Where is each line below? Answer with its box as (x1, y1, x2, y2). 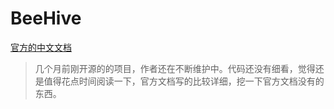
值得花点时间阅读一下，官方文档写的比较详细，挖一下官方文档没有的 (43, 75, 325, 87)
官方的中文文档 (10, 41, 72, 53)
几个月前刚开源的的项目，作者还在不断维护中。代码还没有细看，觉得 (34, 62, 316, 74)
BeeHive (10, 7, 82, 30)
